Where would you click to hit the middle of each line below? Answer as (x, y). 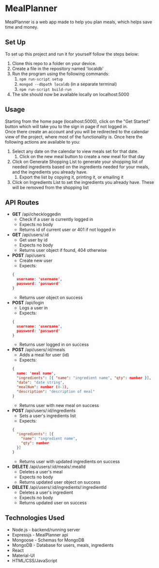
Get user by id (33, 240)
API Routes (22, 203)
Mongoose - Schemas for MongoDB (48, 540)
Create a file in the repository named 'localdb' (58, 68)
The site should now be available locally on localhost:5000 (71, 94)
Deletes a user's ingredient (46, 492)
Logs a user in (33, 308)
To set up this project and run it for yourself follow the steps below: (72, 54)
